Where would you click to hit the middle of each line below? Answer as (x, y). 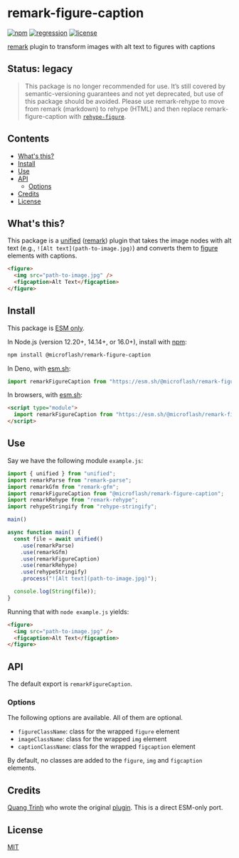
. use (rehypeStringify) (54, 572)
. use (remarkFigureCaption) (60, 559)
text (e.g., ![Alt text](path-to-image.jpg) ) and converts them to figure (113, 248)
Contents (28, 139)
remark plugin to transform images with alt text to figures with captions (111, 46)
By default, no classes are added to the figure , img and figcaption (105, 761)
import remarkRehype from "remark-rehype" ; (73, 500)
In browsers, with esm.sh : (45, 395)
